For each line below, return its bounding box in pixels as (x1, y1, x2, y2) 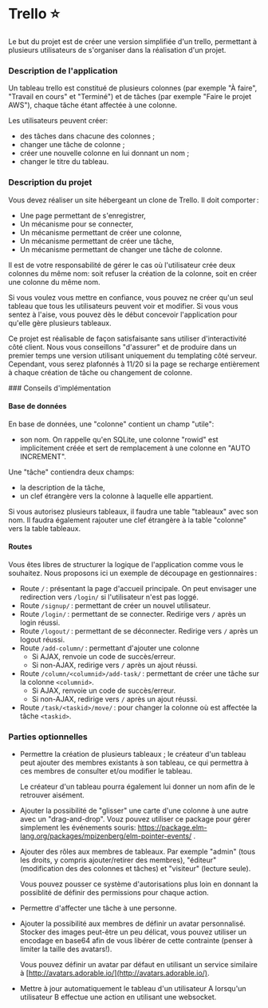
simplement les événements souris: (19, 823, 136, 833)
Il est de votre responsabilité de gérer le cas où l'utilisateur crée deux (8, 260, 236, 270)
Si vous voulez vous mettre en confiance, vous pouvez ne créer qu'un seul (8, 292, 254, 302)
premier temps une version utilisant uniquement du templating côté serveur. (8, 350, 258, 360)
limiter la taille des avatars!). (19, 944, 112, 954)
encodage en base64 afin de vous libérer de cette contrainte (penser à (19, 936, 254, 946)
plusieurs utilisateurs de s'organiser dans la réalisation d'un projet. (8, 45, 227, 54)
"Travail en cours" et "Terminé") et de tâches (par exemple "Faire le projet (8, 92, 252, 102)
